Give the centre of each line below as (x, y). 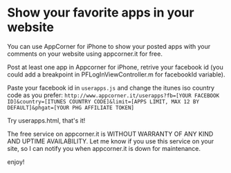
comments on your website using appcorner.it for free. (85, 54)
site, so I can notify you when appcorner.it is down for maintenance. (104, 148)
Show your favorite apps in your (101, 13)
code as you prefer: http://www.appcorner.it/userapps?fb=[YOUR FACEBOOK (113, 95)
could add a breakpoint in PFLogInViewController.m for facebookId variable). (116, 74)
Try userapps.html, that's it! (46, 120)
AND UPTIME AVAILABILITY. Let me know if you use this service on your (111, 141)
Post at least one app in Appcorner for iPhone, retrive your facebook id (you (115, 67)
